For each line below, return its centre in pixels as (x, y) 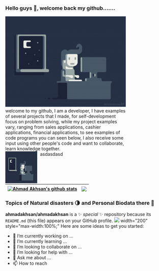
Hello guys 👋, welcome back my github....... (60, 8)
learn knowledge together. (33, 148)
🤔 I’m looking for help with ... (43, 252)
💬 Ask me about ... (32, 257)
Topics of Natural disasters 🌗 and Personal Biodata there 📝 (80, 203)
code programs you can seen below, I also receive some (64, 138)
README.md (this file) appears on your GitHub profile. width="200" (76, 221)
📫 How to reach (30, 263)
